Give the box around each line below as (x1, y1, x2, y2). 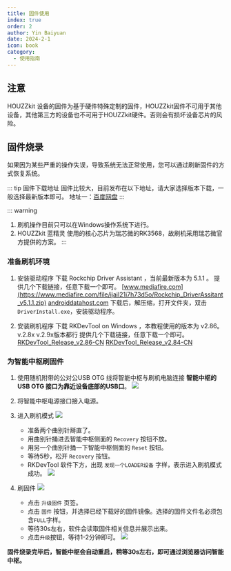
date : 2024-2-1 (7, 36, 51, 43)
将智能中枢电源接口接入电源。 (17, 397, 102, 405)
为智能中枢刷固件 (7, 357, 64, 366)
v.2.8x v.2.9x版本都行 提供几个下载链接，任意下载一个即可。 (17, 330, 188, 339)
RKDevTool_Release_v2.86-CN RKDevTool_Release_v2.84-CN (17, 338, 193, 346)
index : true (7, 17, 41, 23)
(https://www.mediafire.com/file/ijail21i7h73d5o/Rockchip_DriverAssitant (17, 290, 223, 299)
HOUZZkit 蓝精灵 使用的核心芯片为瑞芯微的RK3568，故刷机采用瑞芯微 (17, 229, 217, 238)
